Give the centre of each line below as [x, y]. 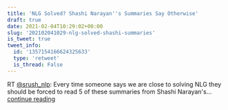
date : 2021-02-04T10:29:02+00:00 [55, 26]
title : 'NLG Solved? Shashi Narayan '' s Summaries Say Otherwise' [103, 13]
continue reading [31, 99]
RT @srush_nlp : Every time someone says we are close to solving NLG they [114, 84]
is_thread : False [38, 65]
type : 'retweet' [37, 58]
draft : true [24, 20]
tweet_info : [24, 45]
